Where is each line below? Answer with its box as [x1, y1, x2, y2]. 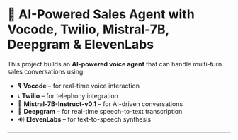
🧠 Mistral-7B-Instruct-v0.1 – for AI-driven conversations [17, 99, 183, 108]
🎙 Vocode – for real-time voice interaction [17, 81, 140, 90]
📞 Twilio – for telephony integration [17, 91, 119, 100]
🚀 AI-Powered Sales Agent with [7, 6, 195, 23]
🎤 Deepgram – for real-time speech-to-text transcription [17, 107, 183, 115]
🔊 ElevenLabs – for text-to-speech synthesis [17, 115, 151, 123]
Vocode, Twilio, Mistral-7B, [7, 21, 170, 37]
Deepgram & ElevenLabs [7, 37, 154, 52]
